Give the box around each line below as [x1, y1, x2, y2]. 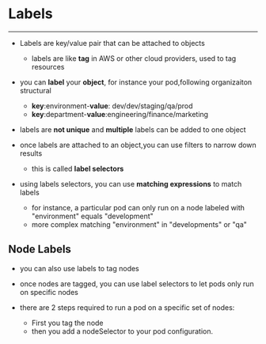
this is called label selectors [31, 164, 124, 173]
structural [19, 85, 51, 95]
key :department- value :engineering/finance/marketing [31, 109, 208, 119]
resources [31, 62, 65, 71]
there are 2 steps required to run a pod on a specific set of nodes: [19, 302, 235, 312]
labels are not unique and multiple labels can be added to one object [19, 124, 247, 134]
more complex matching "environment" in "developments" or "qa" [31, 219, 248, 229]
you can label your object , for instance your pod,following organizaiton [19, 77, 253, 87]
